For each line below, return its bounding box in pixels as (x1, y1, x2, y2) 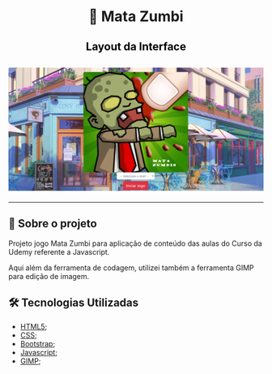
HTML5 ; (19, 321, 48, 331)
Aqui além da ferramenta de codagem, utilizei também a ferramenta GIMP (8, 263, 255, 273)
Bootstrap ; (19, 338, 56, 348)
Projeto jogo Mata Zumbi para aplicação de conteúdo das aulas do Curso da (8, 239, 263, 248)
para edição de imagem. (8, 271, 90, 281)
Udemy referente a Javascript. (8, 247, 110, 256)
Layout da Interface (86, 40, 186, 54)
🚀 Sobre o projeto (8, 217, 97, 230)
